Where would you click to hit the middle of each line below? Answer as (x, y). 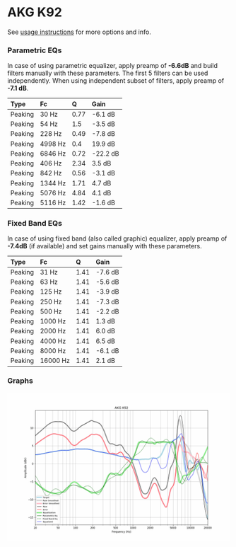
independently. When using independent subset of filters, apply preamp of (116, 81)
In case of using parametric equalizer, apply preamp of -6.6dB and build (112, 66)
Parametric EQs (35, 50)
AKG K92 (35, 12)
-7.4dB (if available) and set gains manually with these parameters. (105, 246)
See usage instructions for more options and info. (79, 32)
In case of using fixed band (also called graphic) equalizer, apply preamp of (117, 238)
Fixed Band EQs (35, 223)
